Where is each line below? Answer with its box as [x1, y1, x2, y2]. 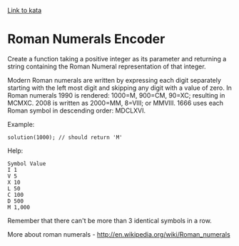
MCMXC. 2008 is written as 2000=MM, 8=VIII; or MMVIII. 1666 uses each [7, 98, 223, 107]
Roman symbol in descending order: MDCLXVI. [7, 106, 146, 115]
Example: [7, 120, 35, 128]
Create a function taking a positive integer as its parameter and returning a [7, 54, 227, 63]
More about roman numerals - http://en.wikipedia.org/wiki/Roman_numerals [7, 230, 230, 238]
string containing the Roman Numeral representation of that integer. [7, 62, 206, 71]
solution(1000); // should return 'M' [7, 133, 123, 141]
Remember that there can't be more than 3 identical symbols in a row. [7, 216, 212, 225]
